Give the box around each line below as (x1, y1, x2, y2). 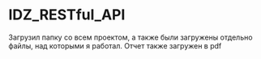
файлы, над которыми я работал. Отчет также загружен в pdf (8, 40, 222, 50)
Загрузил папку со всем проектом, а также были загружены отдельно (8, 32, 253, 42)
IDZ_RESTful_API (8, 6, 126, 24)
